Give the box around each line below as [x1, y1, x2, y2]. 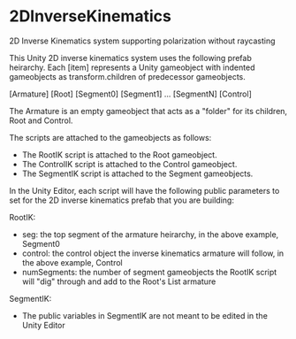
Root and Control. [9, 115, 73, 126]
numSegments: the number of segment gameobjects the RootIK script [21, 266, 277, 277]
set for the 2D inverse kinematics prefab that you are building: [9, 195, 234, 205]
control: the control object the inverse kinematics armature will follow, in [21, 248, 285, 258]
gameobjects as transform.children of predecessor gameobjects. [9, 71, 246, 81]
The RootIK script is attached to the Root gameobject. [21, 149, 218, 160]
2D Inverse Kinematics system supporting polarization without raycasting [9, 35, 276, 46]
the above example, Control [21, 257, 124, 267]
